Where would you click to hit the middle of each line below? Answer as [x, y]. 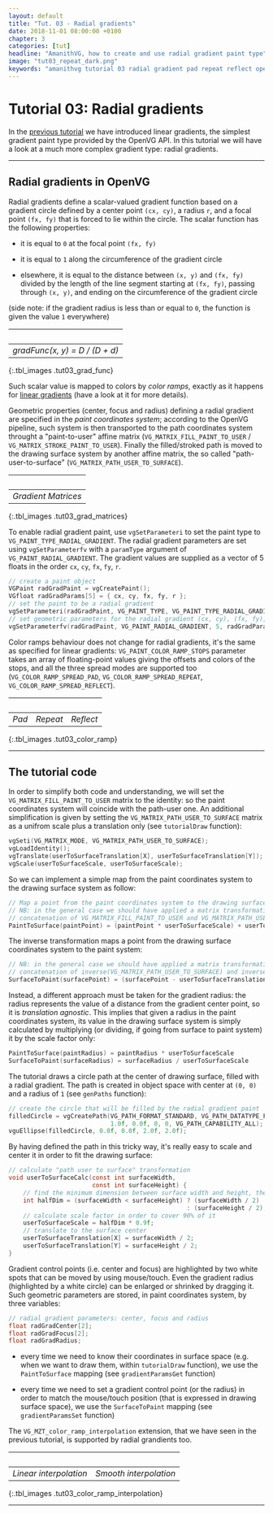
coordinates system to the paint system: [76, 950]
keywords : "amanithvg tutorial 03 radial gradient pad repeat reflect [130, 69]
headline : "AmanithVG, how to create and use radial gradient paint [127, 54]
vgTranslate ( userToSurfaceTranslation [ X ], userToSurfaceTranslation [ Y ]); [136, 857]
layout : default [36, 16]
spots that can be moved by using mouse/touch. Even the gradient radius [131, 1278]
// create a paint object [52, 581]
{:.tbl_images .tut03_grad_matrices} [68, 516]
